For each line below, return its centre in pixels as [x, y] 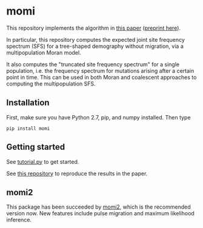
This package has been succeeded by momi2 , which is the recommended [98, 207]
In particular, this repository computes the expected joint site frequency [95, 39]
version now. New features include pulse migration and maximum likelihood [101, 213]
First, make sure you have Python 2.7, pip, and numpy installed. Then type [98, 117]
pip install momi [28, 129]
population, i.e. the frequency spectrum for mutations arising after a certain [100, 70]
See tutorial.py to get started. [43, 161]
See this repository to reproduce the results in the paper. [77, 173]
